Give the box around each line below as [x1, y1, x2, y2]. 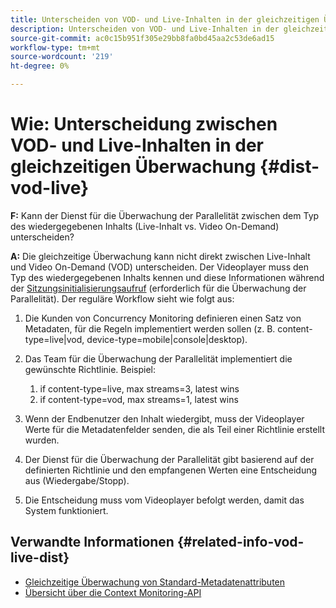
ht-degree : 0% [10, 61, 70, 71]
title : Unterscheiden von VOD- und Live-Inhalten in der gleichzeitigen [10, 14, 320, 25]
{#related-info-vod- [176, 534, 305, 551]
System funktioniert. [24, 504, 109, 516]
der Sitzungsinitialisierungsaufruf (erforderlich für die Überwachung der [10, 282, 307, 294]
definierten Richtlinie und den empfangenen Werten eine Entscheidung [24, 464, 318, 476]
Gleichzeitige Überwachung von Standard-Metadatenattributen [24, 576, 286, 588]
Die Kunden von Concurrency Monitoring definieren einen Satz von [24, 312, 302, 324]
